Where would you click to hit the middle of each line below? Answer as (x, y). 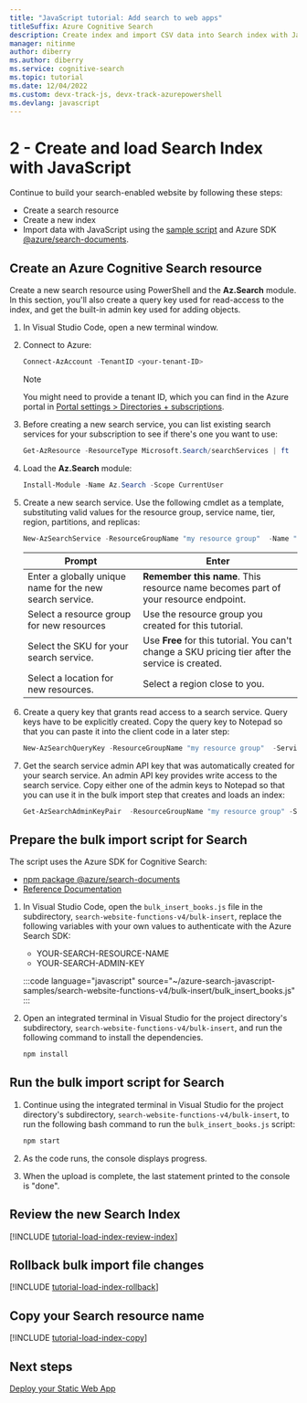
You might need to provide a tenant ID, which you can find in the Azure (156, 397)
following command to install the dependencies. (113, 1038)
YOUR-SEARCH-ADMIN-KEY (90, 964)
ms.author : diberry (47, 60)
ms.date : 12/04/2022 (49, 86)
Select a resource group (79, 614)
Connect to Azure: (57, 345)
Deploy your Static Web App (63, 1388)
